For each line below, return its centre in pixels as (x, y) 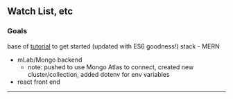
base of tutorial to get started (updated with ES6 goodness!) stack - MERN (113, 46)
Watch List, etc (40, 11)
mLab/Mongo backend (50, 60)
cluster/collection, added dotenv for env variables (98, 74)
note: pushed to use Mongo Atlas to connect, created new (111, 67)
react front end (38, 82)
